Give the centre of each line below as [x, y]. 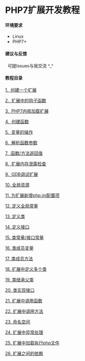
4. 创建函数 [17, 121]
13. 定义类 [15, 216]
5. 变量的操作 [19, 132]
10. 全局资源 [17, 184]
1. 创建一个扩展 [21, 90]
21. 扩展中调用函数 [24, 301]
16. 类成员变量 [19, 248]
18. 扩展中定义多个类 [26, 269]
